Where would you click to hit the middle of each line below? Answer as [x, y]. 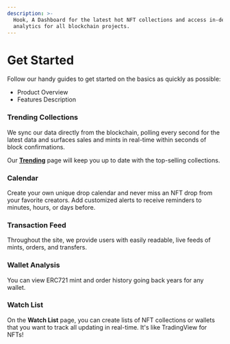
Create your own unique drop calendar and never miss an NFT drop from [110, 193]
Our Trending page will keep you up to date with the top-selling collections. [114, 160]
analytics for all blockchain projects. [72, 26]
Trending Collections [43, 117]
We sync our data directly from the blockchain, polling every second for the [114, 132]
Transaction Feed [37, 225]
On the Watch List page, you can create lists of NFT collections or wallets [111, 320]
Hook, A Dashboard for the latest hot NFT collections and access [110, 20]
